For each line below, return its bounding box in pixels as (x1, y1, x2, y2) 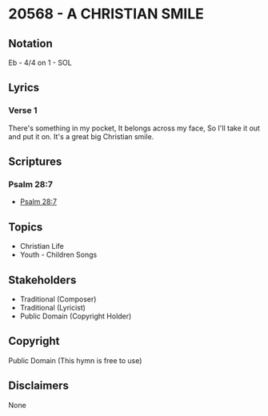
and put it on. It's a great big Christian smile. (8, 131, 154, 141)
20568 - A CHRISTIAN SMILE (8, 5, 204, 23)
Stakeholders (8, 273, 77, 286)
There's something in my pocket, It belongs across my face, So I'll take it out (8, 123, 260, 133)
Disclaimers (8, 379, 70, 393)
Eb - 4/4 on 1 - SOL (8, 58, 72, 67)
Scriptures (8, 155, 62, 169)
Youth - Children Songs (19, 250, 98, 260)
